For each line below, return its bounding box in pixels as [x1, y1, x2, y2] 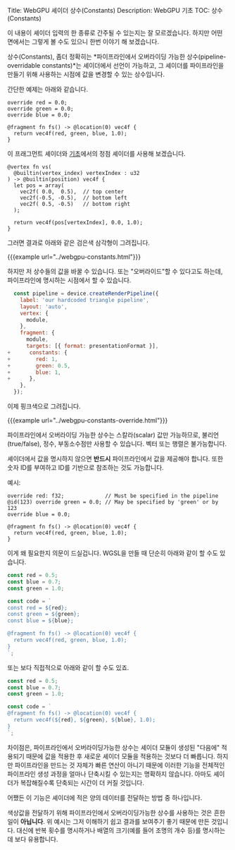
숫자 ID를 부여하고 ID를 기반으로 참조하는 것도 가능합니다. [7, 463, 164, 471]
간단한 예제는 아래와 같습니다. [7, 85, 89, 93]
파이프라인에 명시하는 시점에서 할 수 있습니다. [7, 276, 132, 284]
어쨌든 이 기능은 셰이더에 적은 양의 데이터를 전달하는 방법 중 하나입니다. [7, 793, 203, 802]
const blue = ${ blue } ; [7, 617, 74, 624]
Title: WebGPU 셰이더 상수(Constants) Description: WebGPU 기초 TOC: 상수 [7, 6, 223, 14]
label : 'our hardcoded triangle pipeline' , [20, 296, 150, 303]
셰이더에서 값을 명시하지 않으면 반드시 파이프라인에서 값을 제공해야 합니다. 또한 [7, 454, 224, 463]
